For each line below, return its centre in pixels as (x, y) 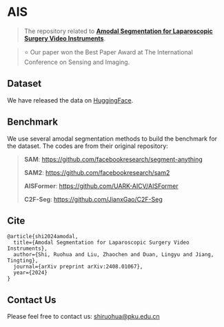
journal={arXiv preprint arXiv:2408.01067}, (78, 267)
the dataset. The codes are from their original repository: (88, 146)
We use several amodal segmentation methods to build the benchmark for (112, 138)
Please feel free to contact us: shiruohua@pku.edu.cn (83, 317)
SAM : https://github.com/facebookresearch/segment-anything (113, 159)
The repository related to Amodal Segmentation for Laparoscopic (119, 31)
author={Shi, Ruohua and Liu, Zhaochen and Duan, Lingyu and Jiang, (114, 255)
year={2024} (31, 273)
